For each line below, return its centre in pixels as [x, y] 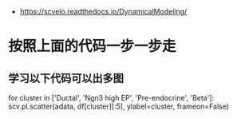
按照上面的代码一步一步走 [93, 46]
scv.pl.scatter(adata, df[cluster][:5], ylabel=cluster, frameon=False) [119, 106]
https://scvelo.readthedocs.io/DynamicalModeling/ [103, 12]
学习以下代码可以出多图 [66, 78]
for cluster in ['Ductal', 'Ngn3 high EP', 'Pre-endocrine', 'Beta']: [111, 98]
